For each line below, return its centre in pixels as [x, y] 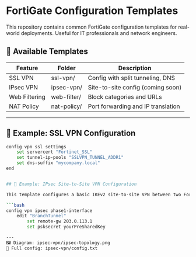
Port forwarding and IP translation [134, 106]
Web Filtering [27, 96]
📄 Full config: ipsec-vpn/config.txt [52, 248]
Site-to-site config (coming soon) [135, 87]
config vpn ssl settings [36, 147]
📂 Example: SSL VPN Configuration [71, 133]
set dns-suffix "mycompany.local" [58, 163]
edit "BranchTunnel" [41, 216]
